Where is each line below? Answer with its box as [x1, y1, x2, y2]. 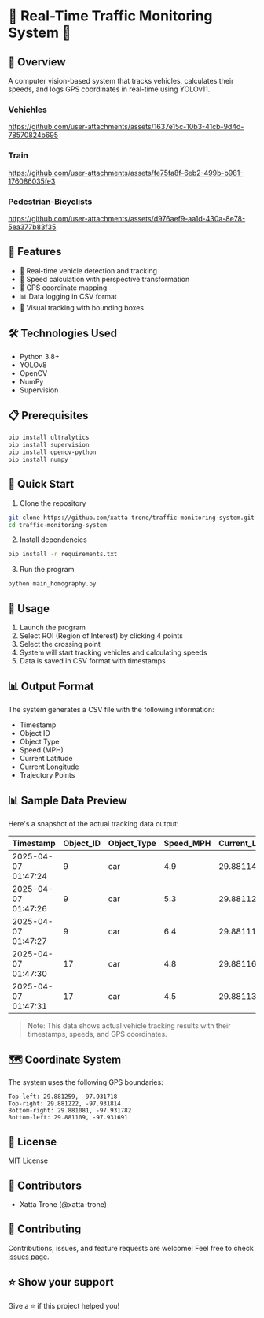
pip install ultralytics [8, 433, 90, 442]
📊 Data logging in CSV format [19, 291, 118, 301]
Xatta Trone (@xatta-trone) [19, 1200, 108, 1209]
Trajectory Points [19, 770, 75, 779]
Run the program [19, 565, 75, 574]
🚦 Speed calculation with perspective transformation [19, 274, 190, 284]
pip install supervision [8, 441, 90, 449]
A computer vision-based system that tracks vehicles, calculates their [8, 76, 234, 85]
